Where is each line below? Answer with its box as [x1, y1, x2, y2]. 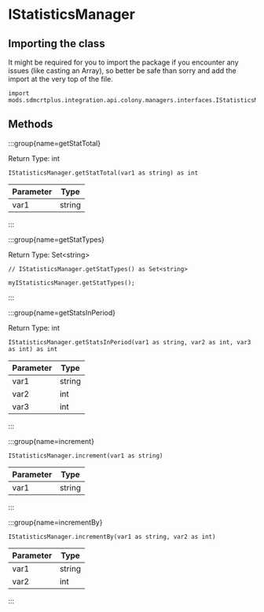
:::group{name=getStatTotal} [8, 138, 101, 148]
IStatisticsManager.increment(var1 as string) [8, 452, 163, 460]
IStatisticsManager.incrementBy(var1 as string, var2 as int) [8, 533, 216, 541]
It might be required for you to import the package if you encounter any [8, 57, 239, 67]
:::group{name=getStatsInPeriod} [8, 308, 116, 317]
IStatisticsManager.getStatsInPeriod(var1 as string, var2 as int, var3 [8, 338, 251, 346]
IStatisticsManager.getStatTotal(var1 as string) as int [8, 169, 199, 177]
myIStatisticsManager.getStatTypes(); [8, 279, 135, 287]
